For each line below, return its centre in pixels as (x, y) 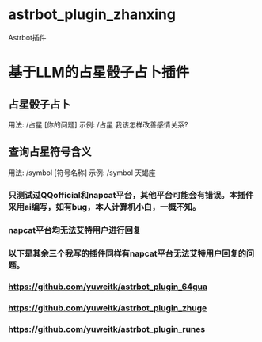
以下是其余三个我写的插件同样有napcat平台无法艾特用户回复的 (127, 253)
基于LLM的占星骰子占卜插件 (99, 72)
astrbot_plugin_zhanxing (92, 15)
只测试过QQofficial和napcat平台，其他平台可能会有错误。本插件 (131, 195)
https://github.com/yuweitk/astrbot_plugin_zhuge (108, 308)
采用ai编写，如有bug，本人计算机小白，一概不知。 (104, 207)
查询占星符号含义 (50, 152)
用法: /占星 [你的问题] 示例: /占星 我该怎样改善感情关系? (98, 124)
